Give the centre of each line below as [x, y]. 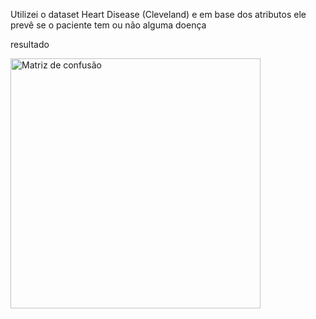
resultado [30, 44]
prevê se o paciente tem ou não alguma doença [108, 25]
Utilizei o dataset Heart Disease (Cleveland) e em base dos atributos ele [158, 14]
